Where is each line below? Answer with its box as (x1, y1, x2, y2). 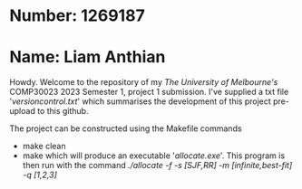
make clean (22, 141, 66, 152)
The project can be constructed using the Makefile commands (9, 123, 242, 134)
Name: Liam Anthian (9, 47, 166, 68)
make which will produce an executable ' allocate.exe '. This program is (22, 150, 286, 161)
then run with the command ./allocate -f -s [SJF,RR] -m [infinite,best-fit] (22, 160, 293, 171)
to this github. (37, 106, 89, 117)
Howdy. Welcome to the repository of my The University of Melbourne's (9, 77, 278, 88)
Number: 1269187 (9, 5, 145, 26)
